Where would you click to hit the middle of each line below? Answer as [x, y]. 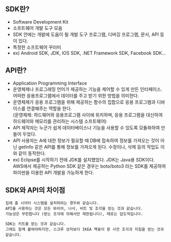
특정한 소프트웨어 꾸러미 [37, 47]
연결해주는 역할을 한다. [49, 108]
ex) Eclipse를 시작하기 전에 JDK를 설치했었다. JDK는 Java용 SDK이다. [84, 159]
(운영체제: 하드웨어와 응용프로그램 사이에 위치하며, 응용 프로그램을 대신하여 [88, 115]
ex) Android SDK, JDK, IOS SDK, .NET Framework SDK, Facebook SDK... [89, 53]
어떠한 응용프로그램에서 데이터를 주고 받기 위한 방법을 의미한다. [76, 95]
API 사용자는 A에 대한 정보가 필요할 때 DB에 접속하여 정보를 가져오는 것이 [86, 140]
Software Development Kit [41, 22]
